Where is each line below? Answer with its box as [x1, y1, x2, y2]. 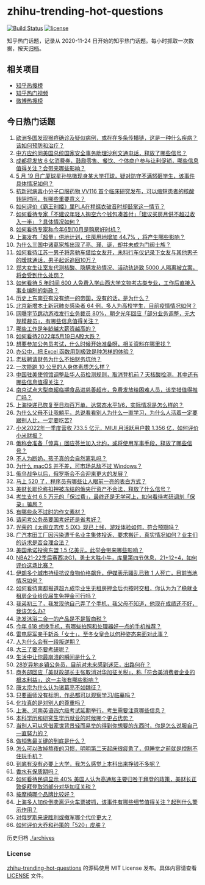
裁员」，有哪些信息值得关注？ [26, 317, 99, 324]
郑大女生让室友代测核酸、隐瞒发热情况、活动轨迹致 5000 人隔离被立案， [15, 264, 198, 271]
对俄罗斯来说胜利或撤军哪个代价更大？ [15, 814, 112, 821]
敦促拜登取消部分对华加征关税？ [15, 783, 96, 790]
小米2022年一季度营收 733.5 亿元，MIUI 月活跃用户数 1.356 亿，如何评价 [15, 424, 199, 431]
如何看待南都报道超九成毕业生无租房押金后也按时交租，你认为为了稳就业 [15, 585, 198, 592]
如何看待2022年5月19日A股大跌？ [15, 332, 101, 340]
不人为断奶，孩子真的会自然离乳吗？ [15, 454, 107, 462]
